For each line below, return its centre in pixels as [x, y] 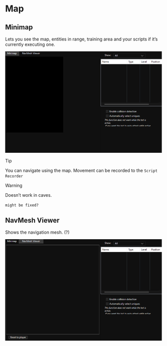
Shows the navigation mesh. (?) [37, 232]
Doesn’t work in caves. [29, 195]
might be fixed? [22, 205]
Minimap [19, 27]
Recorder [14, 176]
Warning [14, 185]
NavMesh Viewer [32, 220]
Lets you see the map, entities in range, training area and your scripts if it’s [82, 39]
